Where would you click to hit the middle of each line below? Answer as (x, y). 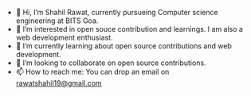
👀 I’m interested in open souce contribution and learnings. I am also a (129, 29)
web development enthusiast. (64, 37)
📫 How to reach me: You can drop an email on (92, 72)
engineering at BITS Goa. (57, 21)
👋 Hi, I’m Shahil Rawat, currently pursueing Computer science (117, 12)
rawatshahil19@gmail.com (59, 83)
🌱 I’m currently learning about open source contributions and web (124, 46)
